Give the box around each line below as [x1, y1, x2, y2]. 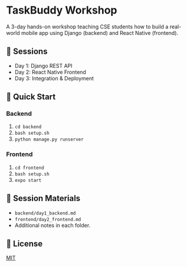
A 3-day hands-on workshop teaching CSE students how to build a [6, 23, 169, 30]
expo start [14, 177, 42, 183]
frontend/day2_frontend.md [14, 216, 81, 222]
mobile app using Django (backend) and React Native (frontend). [21, 29, 179, 36]
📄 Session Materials [6, 193, 81, 204]
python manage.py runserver [14, 136, 84, 142]
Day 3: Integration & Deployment [14, 74, 94, 82]
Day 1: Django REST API [14, 62, 73, 69]
